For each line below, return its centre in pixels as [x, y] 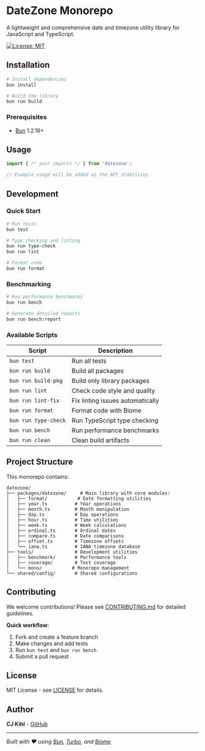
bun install [21, 85]
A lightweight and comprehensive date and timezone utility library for [93, 27]
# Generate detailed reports [43, 313]
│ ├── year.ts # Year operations [64, 504]
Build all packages [98, 371]
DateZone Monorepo [60, 11]
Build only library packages [110, 381]
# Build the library [33, 96]
